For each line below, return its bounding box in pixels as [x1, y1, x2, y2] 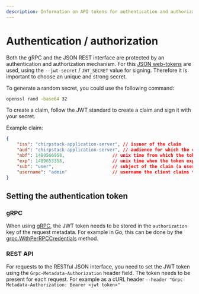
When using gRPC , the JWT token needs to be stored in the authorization [6, 222, 188, 229]
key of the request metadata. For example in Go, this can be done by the [6, 229, 182, 236]
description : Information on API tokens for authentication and [6, 8, 168, 15]
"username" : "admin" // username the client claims [17, 169, 190, 175]
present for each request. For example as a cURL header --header [6, 276, 167, 283]
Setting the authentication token [6, 191, 129, 201]
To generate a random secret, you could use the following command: [6, 84, 175, 91]
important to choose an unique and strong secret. [6, 72, 127, 80]
